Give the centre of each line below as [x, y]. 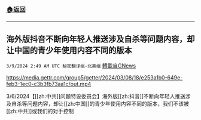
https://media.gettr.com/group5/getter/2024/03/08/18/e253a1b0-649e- [95, 78]
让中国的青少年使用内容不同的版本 [69, 50]
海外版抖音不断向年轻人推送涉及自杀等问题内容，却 [100, 39]
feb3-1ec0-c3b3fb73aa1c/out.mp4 [49, 84]
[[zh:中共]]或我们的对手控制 [40, 111]
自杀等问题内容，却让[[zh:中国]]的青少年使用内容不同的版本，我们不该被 [100, 104]
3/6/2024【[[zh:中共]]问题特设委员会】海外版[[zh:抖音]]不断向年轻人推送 [96, 96]
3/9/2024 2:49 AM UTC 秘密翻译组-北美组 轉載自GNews [71, 66]
